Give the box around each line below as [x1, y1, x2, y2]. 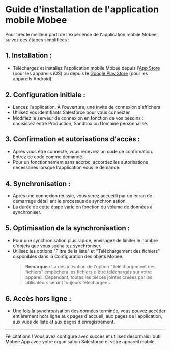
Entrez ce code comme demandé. [12, 154, 84, 160]
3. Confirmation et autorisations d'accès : [5, 135, 140, 143]
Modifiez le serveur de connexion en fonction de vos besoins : [12, 114, 144, 121]
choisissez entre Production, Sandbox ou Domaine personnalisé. [12, 120, 149, 126]
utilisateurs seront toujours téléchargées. [25, 280, 111, 285]
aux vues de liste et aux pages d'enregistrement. [12, 318, 116, 325]
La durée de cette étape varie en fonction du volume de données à [12, 203, 153, 210]
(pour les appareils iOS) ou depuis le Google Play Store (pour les [12, 70, 148, 76]
